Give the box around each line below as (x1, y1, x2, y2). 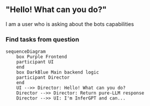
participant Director (16, 75, 70, 81)
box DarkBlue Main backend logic (16, 69, 99, 76)
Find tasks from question (5, 35, 80, 43)
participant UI (16, 59, 54, 65)
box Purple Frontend (16, 54, 67, 60)
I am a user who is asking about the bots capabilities (5, 20, 135, 27)
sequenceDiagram (5, 49, 46, 55)
